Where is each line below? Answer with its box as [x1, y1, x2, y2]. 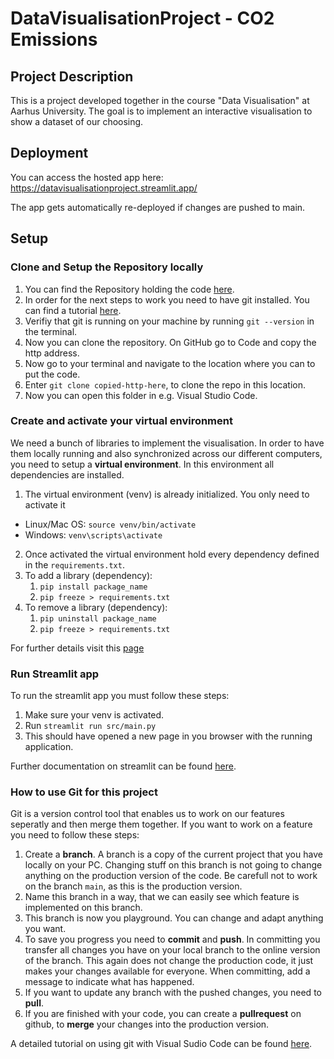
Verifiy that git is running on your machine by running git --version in [24, 315, 315, 327]
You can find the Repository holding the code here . [24, 283, 235, 295]
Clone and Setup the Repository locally [10, 260, 204, 274]
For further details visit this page [10, 642, 145, 654]
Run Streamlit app [10, 667, 100, 681]
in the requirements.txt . [24, 558, 125, 571]
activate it [24, 498, 66, 511]
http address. [24, 347, 80, 359]
